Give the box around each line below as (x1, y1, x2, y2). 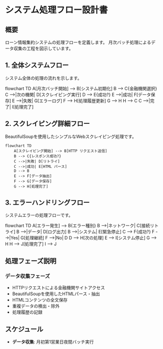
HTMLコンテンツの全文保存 (12, 297, 68, 303)
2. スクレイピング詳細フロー (5, 119, 90, 128)
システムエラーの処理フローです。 (5, 212, 73, 218)
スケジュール (5, 325, 44, 333)
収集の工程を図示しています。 (13, 46, 73, 51)
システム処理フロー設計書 (5, 4, 108, 16)
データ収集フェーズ (5, 273, 50, 279)
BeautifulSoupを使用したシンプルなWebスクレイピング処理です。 (5, 133, 137, 140)
